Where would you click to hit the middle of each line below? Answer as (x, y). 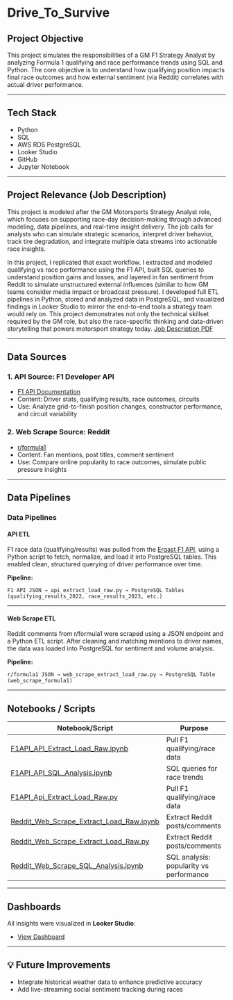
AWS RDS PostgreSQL (49, 145)
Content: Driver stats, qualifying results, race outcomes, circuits (108, 399)
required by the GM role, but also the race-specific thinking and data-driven (115, 321)
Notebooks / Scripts (51, 708)
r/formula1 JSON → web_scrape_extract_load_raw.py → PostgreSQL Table (111, 675)
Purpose (195, 728)
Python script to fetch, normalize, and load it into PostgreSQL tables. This (112, 557)
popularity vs (188, 866)
